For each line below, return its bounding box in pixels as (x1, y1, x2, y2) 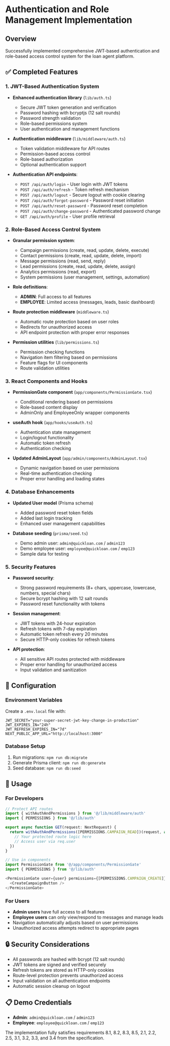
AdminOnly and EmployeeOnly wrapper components (20, 410, 130, 416)
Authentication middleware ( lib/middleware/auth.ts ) (12, 135, 126, 142)
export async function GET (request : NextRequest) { (5, 825, 116, 830)
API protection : (12, 646, 46, 652)
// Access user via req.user (14, 839, 76, 844)
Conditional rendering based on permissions (20, 399, 113, 405)
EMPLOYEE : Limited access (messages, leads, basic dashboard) (20, 299, 155, 305)
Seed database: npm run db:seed (12, 765, 81, 771)
